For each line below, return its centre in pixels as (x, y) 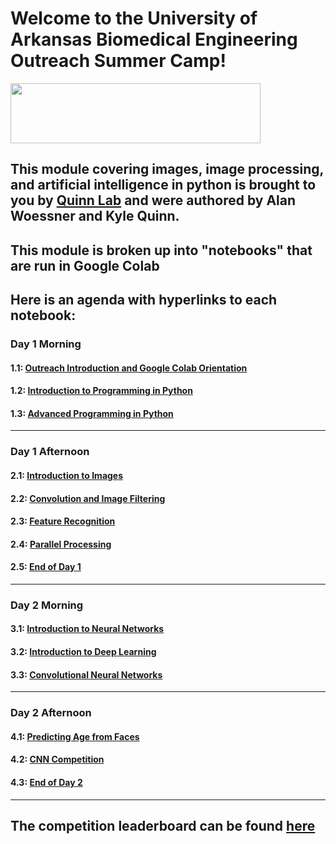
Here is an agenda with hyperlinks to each (144, 300)
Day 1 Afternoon (50, 452)
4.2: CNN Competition (57, 759)
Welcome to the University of (134, 18)
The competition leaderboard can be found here (163, 825)
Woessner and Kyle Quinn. (95, 216)
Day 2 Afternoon (51, 713)
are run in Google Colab (85, 265)
